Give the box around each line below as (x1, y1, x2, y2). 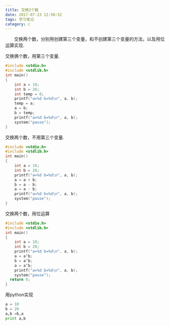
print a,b (5, 316, 26, 321)
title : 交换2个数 (5, 7, 39, 13)
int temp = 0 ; (14, 92, 44, 97)
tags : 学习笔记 (5, 17, 34, 22)
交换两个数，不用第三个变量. (5, 134, 65, 140)
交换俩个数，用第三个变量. (5, 53, 60, 59)
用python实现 (5, 292, 33, 298)
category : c (5, 21, 30, 27)
